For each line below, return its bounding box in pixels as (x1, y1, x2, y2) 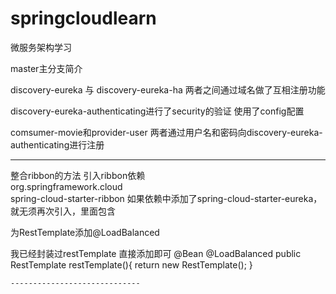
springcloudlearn (10, 7, 157, 30)
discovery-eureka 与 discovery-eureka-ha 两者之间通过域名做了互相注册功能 (10, 83, 326, 96)
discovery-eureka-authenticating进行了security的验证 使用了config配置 (10, 105, 305, 117)
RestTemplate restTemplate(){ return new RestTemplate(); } (10, 258, 253, 271)
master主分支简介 (10, 62, 83, 74)
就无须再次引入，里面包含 (10, 205, 116, 217)
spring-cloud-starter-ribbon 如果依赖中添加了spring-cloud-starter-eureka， (10, 192, 323, 204)
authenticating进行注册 (10, 138, 105, 151)
